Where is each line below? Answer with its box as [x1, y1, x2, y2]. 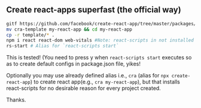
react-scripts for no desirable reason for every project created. [6, 85, 162, 92]
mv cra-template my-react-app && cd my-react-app [6, 26, 133, 32]
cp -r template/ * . [6, 32, 55, 38]
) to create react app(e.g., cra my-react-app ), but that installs [30, 78, 181, 86]
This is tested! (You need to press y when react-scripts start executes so [6, 54, 192, 61]
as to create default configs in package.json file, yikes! [6, 60, 141, 68]
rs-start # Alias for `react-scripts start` [6, 43, 119, 49]
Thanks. [6, 96, 26, 104]
